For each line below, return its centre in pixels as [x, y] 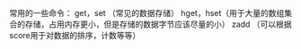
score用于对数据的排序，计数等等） [75, 35]
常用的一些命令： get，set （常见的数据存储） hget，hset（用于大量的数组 [147, 13]
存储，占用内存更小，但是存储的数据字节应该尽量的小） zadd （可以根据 [158, 24]
